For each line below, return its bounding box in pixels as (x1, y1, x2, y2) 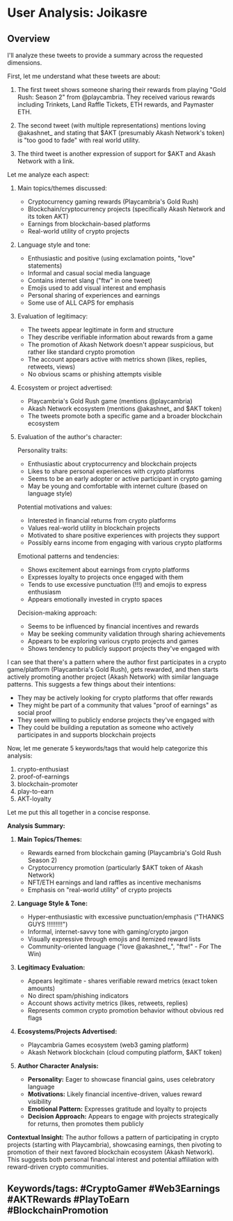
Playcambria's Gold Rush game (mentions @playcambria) (27, 397, 193, 405)
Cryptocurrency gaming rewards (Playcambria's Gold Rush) (27, 197, 199, 206)
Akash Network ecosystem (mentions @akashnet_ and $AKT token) (27, 404, 223, 413)
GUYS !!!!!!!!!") (27, 920, 68, 928)
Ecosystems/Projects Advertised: (17, 1027, 118, 1036)
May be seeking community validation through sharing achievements (27, 629, 226, 638)
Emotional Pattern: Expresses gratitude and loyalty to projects (27, 1105, 207, 1113)
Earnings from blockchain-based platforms (27, 220, 151, 228)
